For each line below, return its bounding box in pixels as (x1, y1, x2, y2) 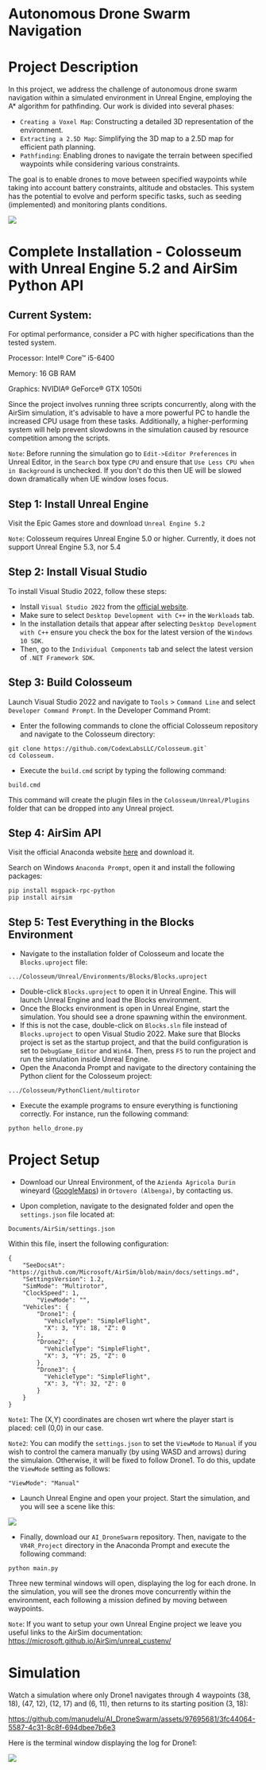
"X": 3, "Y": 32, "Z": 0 (43, 1380, 126, 1388)
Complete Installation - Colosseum (8, 243, 242, 261)
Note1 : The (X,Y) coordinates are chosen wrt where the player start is (8, 1415, 234, 1424)
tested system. (8, 338, 57, 347)
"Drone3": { (37, 1366, 77, 1374)
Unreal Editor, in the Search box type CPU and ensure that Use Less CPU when (8, 457, 256, 467)
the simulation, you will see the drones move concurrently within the (8, 1587, 232, 1596)
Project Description (8, 58, 139, 76)
